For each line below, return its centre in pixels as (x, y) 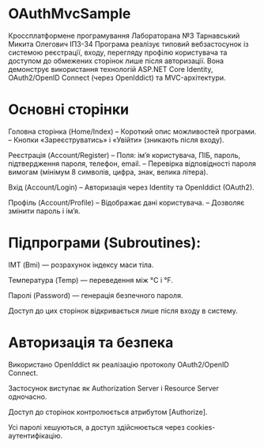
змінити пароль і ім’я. (44, 211)
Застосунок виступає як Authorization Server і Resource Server (113, 388)
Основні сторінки (69, 109)
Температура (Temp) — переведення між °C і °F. (91, 280)
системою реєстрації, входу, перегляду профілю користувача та (118, 52)
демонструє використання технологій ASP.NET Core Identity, (111, 69)
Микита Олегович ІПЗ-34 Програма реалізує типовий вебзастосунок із (128, 43)
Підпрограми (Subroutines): (105, 243)
